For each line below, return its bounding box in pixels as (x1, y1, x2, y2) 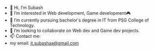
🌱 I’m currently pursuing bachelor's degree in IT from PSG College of (9, 17, 149, 23)
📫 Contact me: (9, 33, 41, 39)
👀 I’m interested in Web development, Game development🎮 (9, 10, 131, 16)
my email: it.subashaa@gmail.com (9, 40, 79, 46)
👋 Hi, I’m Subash (9, 5, 43, 10)
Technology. (9, 23, 35, 28)
